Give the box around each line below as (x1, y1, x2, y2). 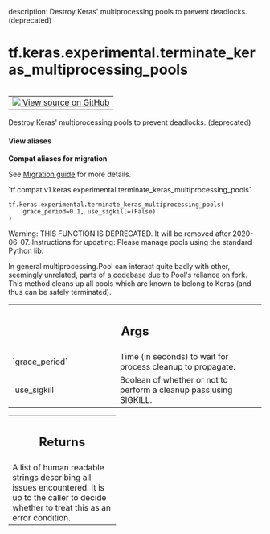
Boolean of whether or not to (120, 374, 228, 385)
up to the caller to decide (12, 492, 107, 503)
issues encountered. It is (12, 482, 104, 494)
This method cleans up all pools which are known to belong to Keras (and (8, 279, 252, 288)
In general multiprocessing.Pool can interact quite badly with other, (8, 262, 231, 271)
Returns (39, 434, 86, 450)
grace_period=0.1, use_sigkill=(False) (22, 208, 157, 216)
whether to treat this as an (12, 503, 111, 514)
